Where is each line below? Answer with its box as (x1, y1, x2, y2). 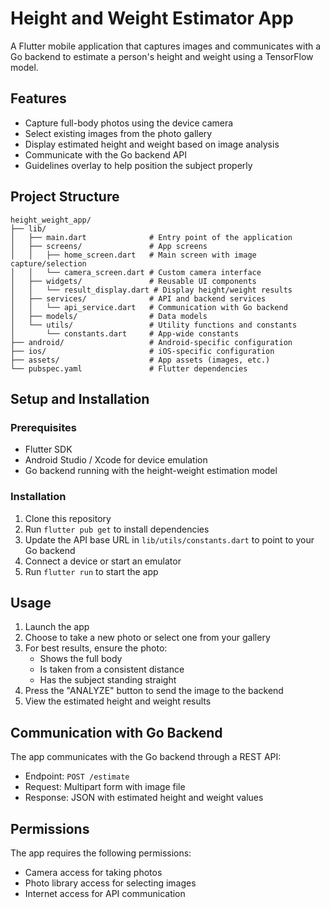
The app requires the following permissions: (10, 847, 192, 859)
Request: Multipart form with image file (24, 781, 186, 793)
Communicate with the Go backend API (24, 148, 188, 161)
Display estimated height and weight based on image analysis (24, 138, 280, 150)
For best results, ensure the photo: (24, 642, 168, 654)
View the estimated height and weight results (24, 695, 212, 707)
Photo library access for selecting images (24, 877, 197, 889)
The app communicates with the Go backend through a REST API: (10, 751, 282, 763)
